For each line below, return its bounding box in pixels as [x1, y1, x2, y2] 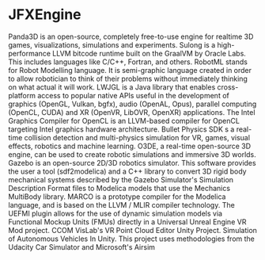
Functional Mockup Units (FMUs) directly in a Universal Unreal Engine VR [8, 216, 247, 227]
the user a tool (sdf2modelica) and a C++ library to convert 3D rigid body [8, 166, 247, 176]
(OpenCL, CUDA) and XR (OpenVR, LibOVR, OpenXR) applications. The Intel [8, 107, 256, 117]
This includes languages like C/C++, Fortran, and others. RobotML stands [8, 57, 248, 67]
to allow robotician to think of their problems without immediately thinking [8, 74, 248, 83]
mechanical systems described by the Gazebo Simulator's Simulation [8, 174, 234, 184]
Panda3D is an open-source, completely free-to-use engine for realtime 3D [8, 32, 254, 41]
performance [8, 48, 51, 58]
